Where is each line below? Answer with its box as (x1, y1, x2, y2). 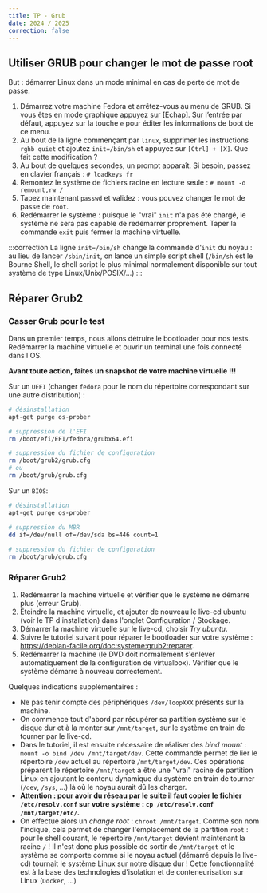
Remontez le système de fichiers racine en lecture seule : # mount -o (19, 177, 246, 188)
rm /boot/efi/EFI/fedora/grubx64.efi (8, 435, 134, 443)
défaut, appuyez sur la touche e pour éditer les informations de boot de (19, 118, 254, 128)
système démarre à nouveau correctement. (19, 667, 163, 676)
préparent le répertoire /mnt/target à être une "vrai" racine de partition (19, 765, 253, 775)
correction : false (8, 26, 69, 34)
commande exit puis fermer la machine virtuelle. (19, 227, 181, 237)
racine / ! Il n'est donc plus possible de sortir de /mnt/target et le (19, 842, 235, 851)
